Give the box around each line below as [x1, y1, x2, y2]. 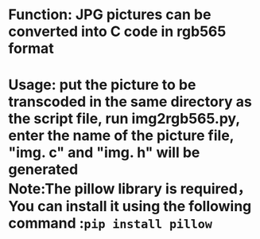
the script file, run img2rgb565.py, [8, 110, 240, 128]
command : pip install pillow [8, 214, 212, 233]
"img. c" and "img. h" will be [8, 143, 200, 162]
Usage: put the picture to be [8, 76, 196, 94]
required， [180, 180, 252, 198]
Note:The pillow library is [8, 180, 177, 198]
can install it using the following [37, 198, 252, 216]
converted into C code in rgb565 [8, 22, 227, 41]
